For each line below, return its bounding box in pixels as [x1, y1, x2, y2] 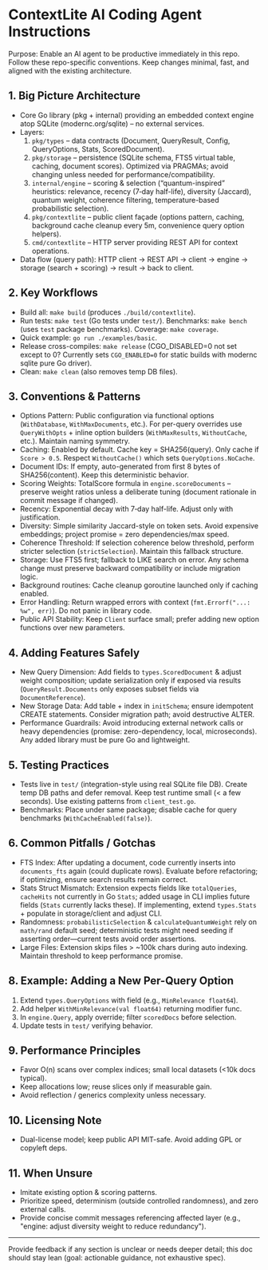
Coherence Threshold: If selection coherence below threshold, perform [19, 538, 254, 548]
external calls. [19, 1205, 66, 1214]
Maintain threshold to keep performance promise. [19, 951, 183, 960]
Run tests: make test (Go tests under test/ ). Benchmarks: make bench [19, 315, 247, 325]
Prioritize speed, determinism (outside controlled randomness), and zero [19, 1196, 259, 1206]
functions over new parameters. [19, 623, 125, 632]
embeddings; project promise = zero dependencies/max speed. [19, 529, 230, 540]
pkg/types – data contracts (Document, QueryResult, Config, [31, 136, 231, 145]
